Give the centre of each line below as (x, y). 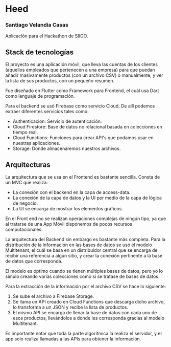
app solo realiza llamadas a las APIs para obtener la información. (73, 339)
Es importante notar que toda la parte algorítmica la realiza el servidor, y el (83, 334)
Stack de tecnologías (40, 52)
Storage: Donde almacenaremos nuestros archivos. (67, 148)
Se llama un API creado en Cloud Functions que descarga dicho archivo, (89, 302)
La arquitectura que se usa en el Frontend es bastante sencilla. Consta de (83, 177)
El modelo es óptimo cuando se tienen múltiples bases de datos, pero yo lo (84, 271)
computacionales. (24, 230)
